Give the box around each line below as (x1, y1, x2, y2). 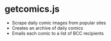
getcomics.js (4, 3, 60, 15)
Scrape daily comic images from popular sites (11, 20, 107, 26)
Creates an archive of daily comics (11, 25, 83, 31)
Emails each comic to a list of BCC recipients (11, 30, 104, 36)
